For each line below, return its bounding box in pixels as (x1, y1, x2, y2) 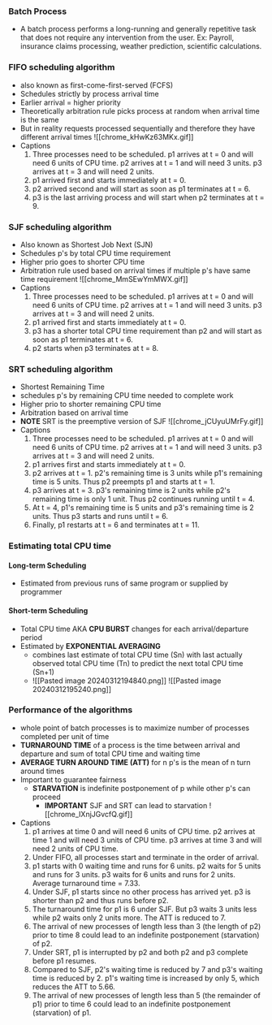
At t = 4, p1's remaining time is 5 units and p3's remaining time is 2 (32, 503, 254, 512)
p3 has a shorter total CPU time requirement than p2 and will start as (32, 326, 262, 335)
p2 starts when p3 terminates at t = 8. (32, 343, 159, 352)
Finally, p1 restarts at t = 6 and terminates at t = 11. (32, 520, 201, 530)
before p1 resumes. (32, 956, 97, 966)
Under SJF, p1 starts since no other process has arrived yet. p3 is (32, 887, 252, 897)
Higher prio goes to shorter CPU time (19, 257, 145, 266)
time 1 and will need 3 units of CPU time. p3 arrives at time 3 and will (32, 835, 262, 845)
